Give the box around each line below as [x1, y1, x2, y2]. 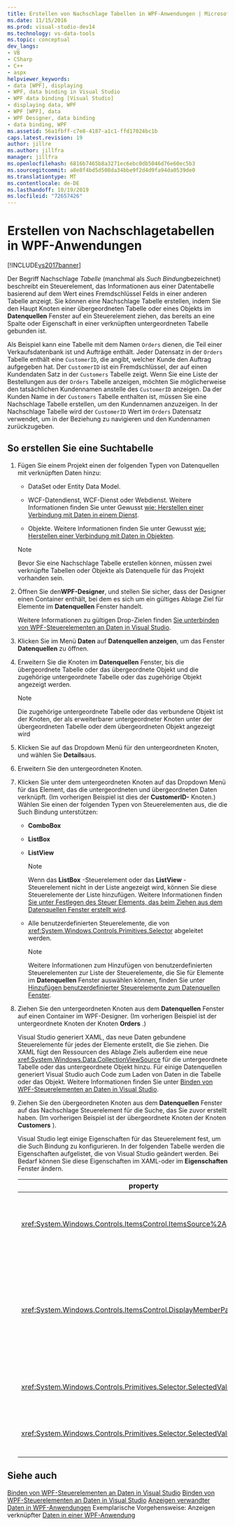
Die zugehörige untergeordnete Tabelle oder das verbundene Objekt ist [17, 707, 224, 716]
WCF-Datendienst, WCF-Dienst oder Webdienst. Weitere [27, 496, 192, 504]
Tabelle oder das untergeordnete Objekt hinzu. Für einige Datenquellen [17, 1063, 222, 1071]
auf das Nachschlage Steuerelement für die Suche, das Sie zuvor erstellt [17, 1105, 227, 1115]
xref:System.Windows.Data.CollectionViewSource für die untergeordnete [17, 1055, 228, 1063]
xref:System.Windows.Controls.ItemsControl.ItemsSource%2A [20, 1219, 227, 1229]
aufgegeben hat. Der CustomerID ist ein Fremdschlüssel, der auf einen [7, 362, 208, 372]
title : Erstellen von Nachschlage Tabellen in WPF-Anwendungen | [7, 10, 201, 18]
